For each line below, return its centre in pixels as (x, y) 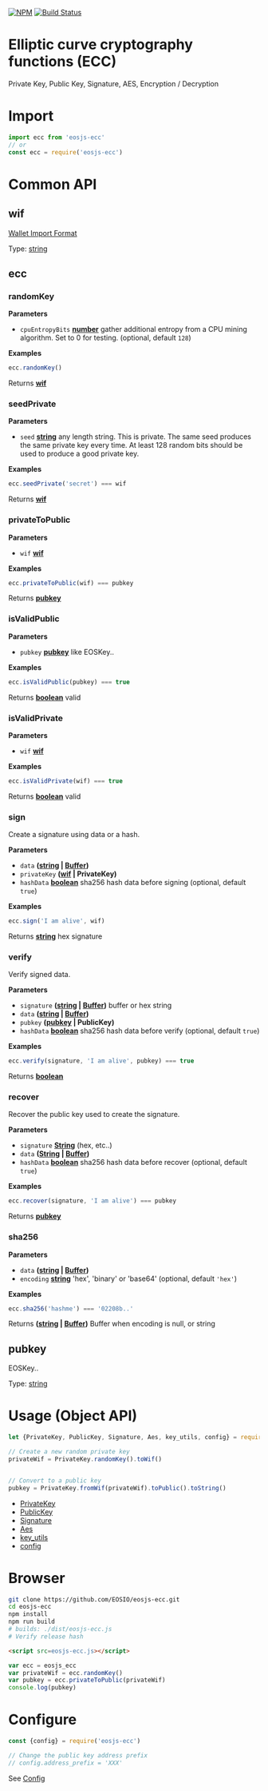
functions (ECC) (63, 62)
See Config (27, 1778)
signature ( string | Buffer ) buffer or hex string (96, 1005)
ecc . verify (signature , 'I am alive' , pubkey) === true (101, 1061)
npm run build (32, 1622)
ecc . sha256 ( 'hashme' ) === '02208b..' (71, 1308)
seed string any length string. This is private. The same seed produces (135, 437)
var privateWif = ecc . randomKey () (66, 1673)
